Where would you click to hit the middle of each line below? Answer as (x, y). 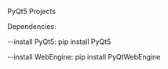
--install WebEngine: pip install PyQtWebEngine (84, 57)
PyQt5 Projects (32, 11)
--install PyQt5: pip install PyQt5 (59, 42)
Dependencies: (32, 26)
